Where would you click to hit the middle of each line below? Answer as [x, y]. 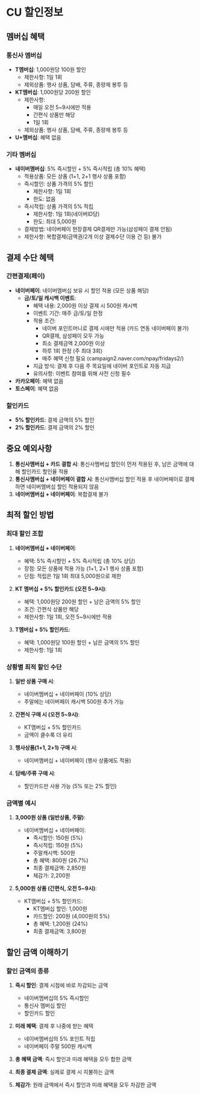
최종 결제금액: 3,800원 [59, 931]
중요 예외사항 [29, 448]
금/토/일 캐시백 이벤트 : [50, 298]
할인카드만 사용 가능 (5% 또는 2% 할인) [70, 786]
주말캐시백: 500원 [54, 853]
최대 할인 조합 [25, 533]
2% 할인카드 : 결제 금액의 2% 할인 [55, 428]
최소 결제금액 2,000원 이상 [73, 343]
